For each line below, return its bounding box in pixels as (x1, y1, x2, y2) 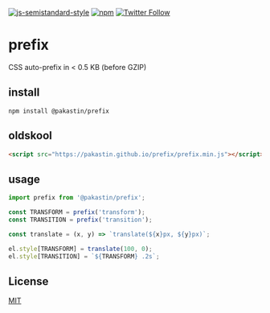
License (8, 274, 49, 288)
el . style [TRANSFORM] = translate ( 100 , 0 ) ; (8, 245, 153, 253)
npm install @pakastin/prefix (8, 107, 110, 115)
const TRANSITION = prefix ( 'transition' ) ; (8, 216, 153, 224)
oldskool (8, 129, 52, 142)
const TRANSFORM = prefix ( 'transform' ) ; (8, 208, 146, 216)
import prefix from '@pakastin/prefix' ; (8, 194, 146, 202)
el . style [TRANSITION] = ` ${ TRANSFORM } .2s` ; (8, 252, 160, 261)
